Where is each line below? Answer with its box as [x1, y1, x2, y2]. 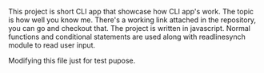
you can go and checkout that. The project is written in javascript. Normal [8, 24, 250, 33]
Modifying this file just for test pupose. [8, 56, 136, 65]
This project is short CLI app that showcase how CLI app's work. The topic [8, 7, 254, 16]
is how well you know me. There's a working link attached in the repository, [8, 15, 257, 25]
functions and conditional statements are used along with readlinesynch [8, 32, 246, 41]
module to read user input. [8, 40, 96, 50]
